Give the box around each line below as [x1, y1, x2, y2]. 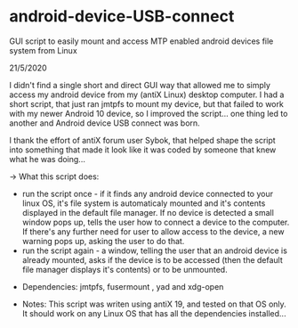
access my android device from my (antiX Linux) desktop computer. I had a [9, 89, 285, 100]
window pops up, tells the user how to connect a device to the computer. [21, 217, 290, 227]
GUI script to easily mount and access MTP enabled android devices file [9, 36, 274, 46]
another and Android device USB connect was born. [9, 118, 200, 128]
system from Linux [9, 45, 77, 55]
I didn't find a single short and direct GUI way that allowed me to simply [9, 79, 271, 90]
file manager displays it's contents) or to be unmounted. [21, 264, 229, 275]
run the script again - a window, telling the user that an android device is [21, 245, 287, 256]
